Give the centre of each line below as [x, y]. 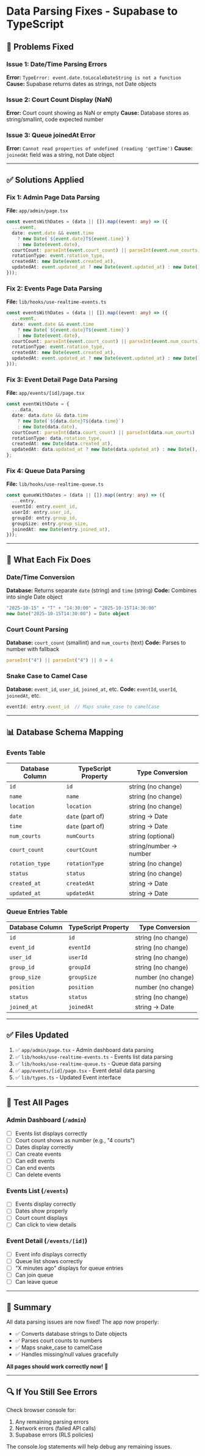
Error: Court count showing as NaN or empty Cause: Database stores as [98, 113]
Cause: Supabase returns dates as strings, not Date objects [81, 84]
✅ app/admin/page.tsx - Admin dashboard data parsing [84, 1050]
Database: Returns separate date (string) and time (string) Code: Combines [102, 590]
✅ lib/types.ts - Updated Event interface [68, 1077]
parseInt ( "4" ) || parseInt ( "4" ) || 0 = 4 [60, 660]
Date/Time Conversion [41, 577]
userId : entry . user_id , [42, 512]
